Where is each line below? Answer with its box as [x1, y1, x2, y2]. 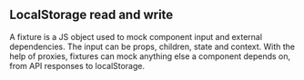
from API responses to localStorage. [9, 60, 146, 71]
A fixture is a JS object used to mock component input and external [9, 31, 262, 42]
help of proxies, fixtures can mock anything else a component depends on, [9, 50, 291, 62]
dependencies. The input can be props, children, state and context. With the [9, 41, 296, 52]
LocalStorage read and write [9, 7, 174, 23]
